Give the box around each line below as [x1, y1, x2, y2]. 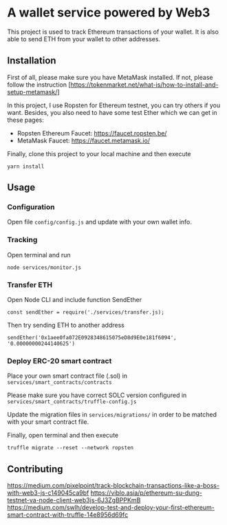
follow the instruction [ [7, 81, 71, 89]
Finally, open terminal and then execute [7, 431, 119, 440]
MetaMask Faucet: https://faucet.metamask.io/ [17, 136, 150, 144]
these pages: [7, 116, 45, 124]
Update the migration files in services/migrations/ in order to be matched [7, 411, 217, 419]
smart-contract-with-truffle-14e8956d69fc [7, 511, 129, 519]
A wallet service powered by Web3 [7, 5, 210, 21]
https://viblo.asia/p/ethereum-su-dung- [90, 489, 203, 497]
